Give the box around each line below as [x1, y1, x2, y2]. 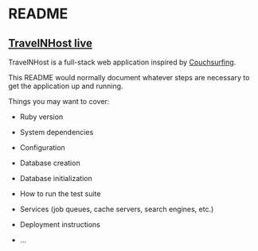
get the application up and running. [8, 81, 123, 91]
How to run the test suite [19, 189, 101, 199]
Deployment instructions [19, 220, 101, 229]
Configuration [19, 143, 65, 152]
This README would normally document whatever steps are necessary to [8, 73, 250, 82]
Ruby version [19, 112, 64, 122]
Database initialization [19, 174, 93, 183]
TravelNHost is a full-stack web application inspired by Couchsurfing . [8, 57, 236, 67]
